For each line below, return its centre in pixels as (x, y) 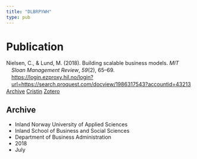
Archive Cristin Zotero (33, 91)
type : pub (18, 17)
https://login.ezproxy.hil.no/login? (52, 77)
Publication (35, 47)
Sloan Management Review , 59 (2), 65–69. (63, 70)
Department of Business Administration (63, 137)
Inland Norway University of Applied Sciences (71, 124)
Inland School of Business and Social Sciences (72, 130)
